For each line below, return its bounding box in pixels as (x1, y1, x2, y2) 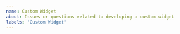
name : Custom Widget (6, 8, 57, 14)
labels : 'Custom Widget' (6, 19, 67, 25)
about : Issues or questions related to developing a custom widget (6, 14, 175, 20)
